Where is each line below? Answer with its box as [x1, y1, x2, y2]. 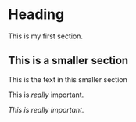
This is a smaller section [8, 54, 129, 67]
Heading [8, 5, 65, 23]
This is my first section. [8, 31, 84, 41]
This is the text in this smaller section [8, 74, 127, 84]
